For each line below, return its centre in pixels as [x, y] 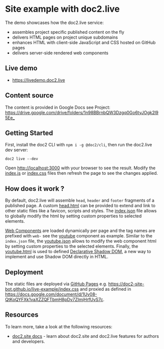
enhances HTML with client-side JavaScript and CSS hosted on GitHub [84, 42]
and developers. [28, 341]
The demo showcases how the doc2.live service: [54, 23]
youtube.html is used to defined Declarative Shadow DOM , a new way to [78, 252]
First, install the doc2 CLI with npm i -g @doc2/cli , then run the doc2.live [79, 145]
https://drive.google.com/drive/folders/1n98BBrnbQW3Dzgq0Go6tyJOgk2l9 [82, 112]
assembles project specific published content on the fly [68, 32]
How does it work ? [35, 189]
